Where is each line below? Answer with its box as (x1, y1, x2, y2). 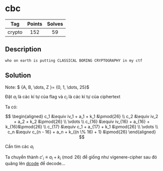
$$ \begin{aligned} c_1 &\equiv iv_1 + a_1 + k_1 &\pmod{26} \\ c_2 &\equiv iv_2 (5, 114, 159, 120)
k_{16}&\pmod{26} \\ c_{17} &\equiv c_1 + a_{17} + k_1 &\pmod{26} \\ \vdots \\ (5, 124, 158, 130)
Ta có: (5, 104, 18, 110)
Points (27, 20, 42, 27)
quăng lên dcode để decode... (5, 160, 66, 166)
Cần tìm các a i (5, 144, 34, 151)
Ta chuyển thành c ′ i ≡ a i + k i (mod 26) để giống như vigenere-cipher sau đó (5, 154, 157, 161)
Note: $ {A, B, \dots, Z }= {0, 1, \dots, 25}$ (5, 84, 90, 90)
